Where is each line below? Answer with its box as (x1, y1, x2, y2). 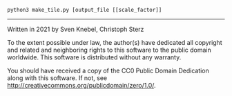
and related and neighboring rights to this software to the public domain (7, 46, 212, 54)
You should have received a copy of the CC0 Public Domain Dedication (7, 66, 209, 75)
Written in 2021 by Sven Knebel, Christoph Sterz (7, 25, 144, 33)
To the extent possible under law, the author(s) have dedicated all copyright (7, 39, 222, 46)
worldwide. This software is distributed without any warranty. (7, 53, 182, 61)
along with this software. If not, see (7, 74, 108, 82)
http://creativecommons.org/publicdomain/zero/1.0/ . (7, 81, 157, 89)
